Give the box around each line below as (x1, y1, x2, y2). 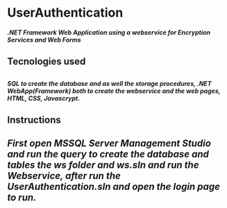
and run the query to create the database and (7, 148, 210, 160)
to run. (7, 192, 37, 204)
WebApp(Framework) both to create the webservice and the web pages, (7, 87, 221, 95)
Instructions (7, 114, 61, 125)
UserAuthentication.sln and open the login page (7, 181, 221, 193)
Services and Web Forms (7, 35, 81, 44)
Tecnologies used (7, 55, 86, 67)
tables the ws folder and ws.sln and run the (7, 159, 199, 171)
